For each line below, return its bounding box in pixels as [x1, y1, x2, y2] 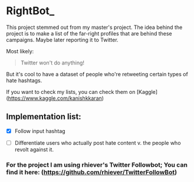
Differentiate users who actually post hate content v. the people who [14, 139, 181, 146]
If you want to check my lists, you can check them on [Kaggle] [6, 88, 158, 95]
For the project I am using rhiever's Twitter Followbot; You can [6, 161, 188, 169]
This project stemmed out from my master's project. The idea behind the [6, 24, 183, 31]
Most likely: [6, 47, 34, 54]
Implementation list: [6, 112, 81, 122]
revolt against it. [14, 146, 54, 153]
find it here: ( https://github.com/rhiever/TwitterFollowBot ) [6, 168, 177, 176]
